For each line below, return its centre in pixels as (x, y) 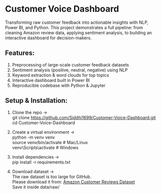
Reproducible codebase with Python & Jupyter (59, 85)
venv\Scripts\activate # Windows (45, 147)
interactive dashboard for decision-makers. (48, 38)
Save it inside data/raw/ (36, 187)
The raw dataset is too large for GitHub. (52, 177)
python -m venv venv (33, 137)
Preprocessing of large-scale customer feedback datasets (71, 65)
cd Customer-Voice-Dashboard (44, 123)
